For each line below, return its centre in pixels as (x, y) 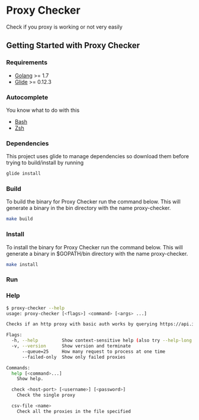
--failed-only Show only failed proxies (74, 357)
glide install (24, 174)
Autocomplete (27, 97)
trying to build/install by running (45, 163)
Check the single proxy (46, 395)
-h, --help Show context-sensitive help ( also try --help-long (102, 341)
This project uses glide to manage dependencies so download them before (98, 156)
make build (20, 219)
